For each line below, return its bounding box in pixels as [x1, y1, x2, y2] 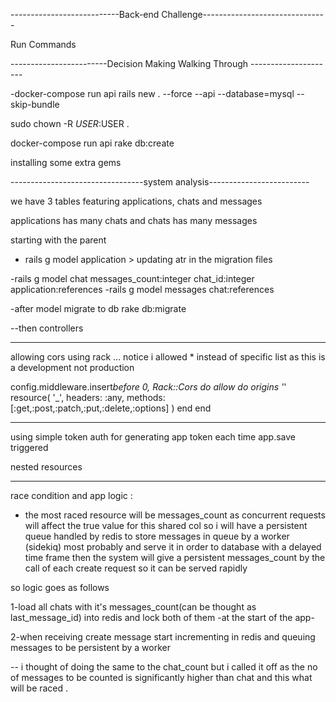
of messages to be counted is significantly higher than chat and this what [10, 672, 313, 683]
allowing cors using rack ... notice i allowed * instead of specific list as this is [10, 351, 326, 363]
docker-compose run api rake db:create [10, 137, 175, 149]
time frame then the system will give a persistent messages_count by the [24, 552, 326, 563]
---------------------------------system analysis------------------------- [10, 176, 310, 188]
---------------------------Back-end [10, 9, 160, 20]
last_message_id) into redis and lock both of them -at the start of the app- [10, 612, 315, 623]
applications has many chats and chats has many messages [10, 215, 258, 226]
